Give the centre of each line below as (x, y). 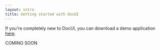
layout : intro (20, 10)
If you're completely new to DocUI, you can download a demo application (80, 28)
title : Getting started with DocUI (42, 14)
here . (10, 33)
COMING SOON (21, 43)
